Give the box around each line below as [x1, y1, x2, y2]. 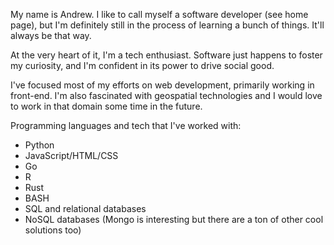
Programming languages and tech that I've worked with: [10, 120, 242, 131]
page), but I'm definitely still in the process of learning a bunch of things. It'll [10, 19, 325, 31]
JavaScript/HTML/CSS [24, 150, 119, 161]
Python [24, 139, 55, 151]
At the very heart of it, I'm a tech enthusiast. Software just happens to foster [10, 49, 323, 61]
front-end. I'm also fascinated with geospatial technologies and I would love [10, 90, 323, 101]
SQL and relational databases [24, 203, 147, 214]
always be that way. [10, 30, 92, 41]
